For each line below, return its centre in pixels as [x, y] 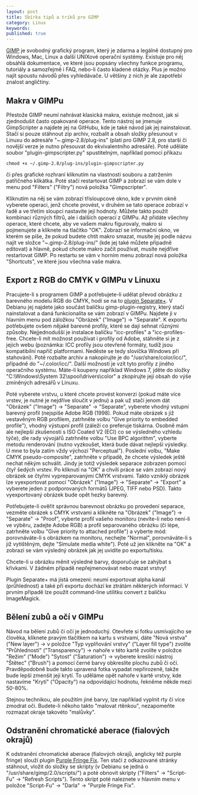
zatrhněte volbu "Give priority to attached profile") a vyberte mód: [87, 531]
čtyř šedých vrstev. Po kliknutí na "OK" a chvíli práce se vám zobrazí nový [96, 469]
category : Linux [26, 23]
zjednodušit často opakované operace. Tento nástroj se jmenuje [84, 121]
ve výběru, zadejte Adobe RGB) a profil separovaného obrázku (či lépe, [93, 525]
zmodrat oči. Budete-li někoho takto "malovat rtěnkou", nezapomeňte [91, 706]
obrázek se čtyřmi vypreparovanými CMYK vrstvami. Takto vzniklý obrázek [98, 476]
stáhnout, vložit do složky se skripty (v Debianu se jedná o [77, 767]
